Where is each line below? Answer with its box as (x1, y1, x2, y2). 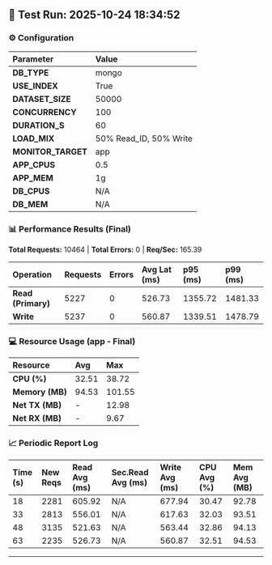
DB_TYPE (12, 66, 49, 78)
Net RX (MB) (12, 413, 62, 424)
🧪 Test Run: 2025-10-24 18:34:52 (8, 8, 181, 22)
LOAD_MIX (12, 133, 55, 144)
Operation (12, 269, 53, 280)
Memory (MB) (12, 386, 67, 397)
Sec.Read (111, 466, 149, 478)
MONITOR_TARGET (12, 146, 87, 157)
